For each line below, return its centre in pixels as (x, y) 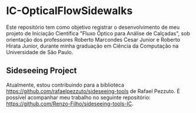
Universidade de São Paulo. (40, 52)
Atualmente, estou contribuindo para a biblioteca (65, 85)
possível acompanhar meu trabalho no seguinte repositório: (79, 97)
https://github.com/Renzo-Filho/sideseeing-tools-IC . (70, 104)
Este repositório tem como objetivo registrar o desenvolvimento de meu (93, 27)
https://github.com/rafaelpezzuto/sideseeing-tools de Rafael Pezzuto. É (93, 91)
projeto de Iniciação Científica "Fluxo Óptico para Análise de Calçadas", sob (98, 33)
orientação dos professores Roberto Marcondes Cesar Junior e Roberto (93, 39)
